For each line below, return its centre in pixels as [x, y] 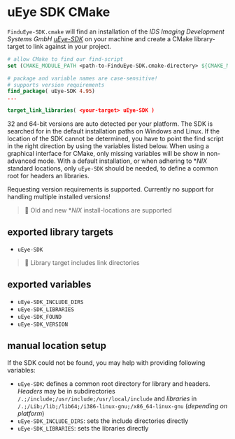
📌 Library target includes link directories [82, 262]
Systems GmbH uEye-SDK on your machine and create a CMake [100, 38]
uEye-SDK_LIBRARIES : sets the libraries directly [83, 428]
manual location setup [57, 346]
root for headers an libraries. [48, 176]
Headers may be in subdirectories [66, 391]
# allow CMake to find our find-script [65, 59]
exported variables [49, 285]
